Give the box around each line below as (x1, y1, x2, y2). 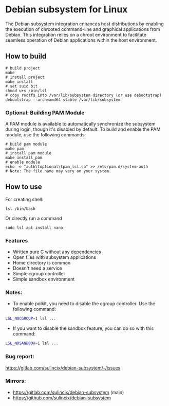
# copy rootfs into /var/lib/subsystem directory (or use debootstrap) (5, 93, 162, 98)
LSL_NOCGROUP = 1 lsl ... (5, 316, 57, 321)
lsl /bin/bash (5, 206, 36, 211)
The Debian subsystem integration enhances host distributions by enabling (5, 21, 164, 27)
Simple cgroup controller (12, 271, 66, 277)
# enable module (5, 160, 40, 165)
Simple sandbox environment (12, 276, 75, 283)
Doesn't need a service (12, 265, 63, 271)
